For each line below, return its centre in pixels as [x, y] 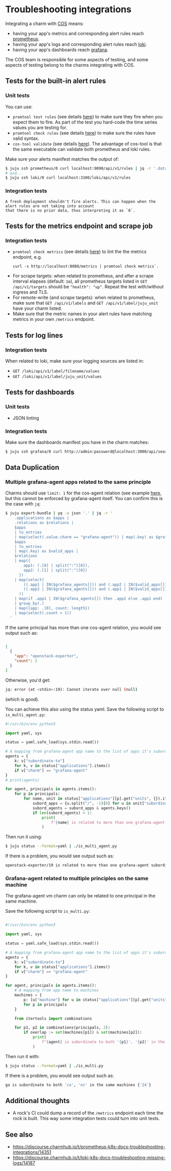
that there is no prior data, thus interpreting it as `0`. [70, 210]
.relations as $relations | [44, 523]
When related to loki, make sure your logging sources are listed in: [75, 361]
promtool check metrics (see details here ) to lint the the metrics [79, 252]
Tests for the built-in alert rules [56, 81]
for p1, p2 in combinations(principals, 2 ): [62, 1028]
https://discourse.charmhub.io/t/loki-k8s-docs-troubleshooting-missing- [89, 1158]
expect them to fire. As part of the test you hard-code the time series [85, 122]
